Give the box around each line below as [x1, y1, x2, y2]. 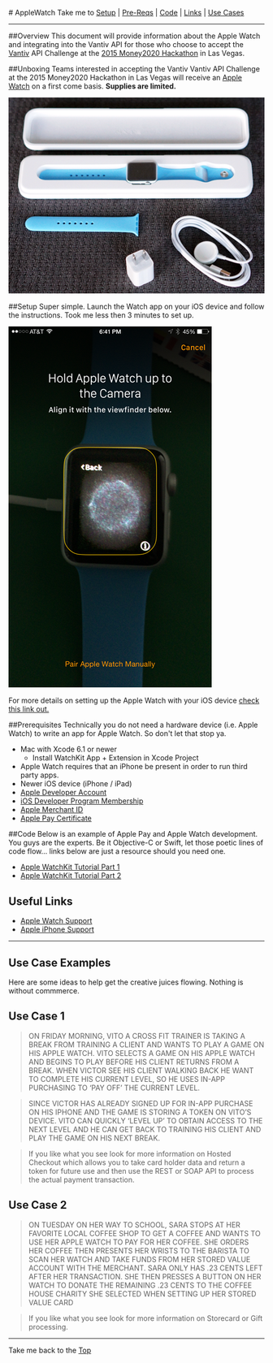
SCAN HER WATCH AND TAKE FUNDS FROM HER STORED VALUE [28, 1254, 251, 1264]
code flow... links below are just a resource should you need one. [8, 846, 226, 856]
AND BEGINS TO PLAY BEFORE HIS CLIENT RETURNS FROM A [28, 1057, 240, 1067]
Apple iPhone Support [19, 924, 95, 934]
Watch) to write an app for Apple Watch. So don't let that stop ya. [8, 729, 227, 738]
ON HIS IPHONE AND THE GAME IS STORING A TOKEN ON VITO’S [28, 1107, 252, 1117]
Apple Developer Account [19, 788, 107, 798]
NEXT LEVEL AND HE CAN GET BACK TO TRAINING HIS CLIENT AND [28, 1124, 262, 1134]
